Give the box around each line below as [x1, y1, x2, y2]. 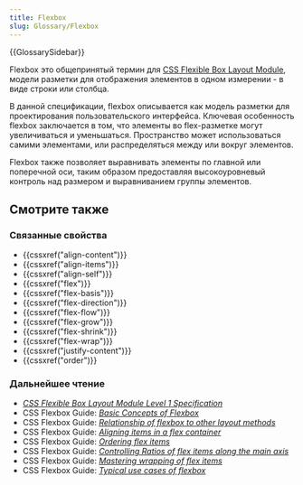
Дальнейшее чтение [9, 378, 106, 390]
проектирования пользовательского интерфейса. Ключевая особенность [9, 110, 295, 121]
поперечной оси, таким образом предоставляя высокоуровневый [9, 166, 266, 177]
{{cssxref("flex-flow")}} [22, 307, 110, 318]
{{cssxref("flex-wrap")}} [22, 336, 113, 347]
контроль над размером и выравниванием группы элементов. [9, 175, 251, 186]
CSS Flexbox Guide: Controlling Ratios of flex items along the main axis [22, 446, 289, 457]
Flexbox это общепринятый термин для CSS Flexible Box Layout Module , [9, 64, 287, 75]
